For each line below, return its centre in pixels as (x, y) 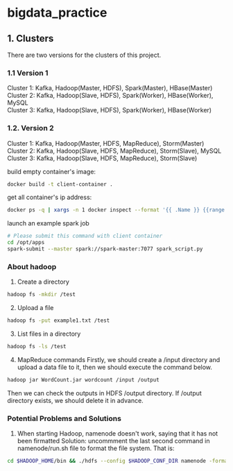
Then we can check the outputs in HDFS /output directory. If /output (105, 393)
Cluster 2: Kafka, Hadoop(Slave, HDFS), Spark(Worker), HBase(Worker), (110, 96)
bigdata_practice (57, 13)
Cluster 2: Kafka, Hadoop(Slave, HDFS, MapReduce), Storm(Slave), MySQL (114, 151)
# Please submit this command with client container (85, 236)
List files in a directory (49, 334)
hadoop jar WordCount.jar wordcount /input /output (83, 379)
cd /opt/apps (26, 243)
